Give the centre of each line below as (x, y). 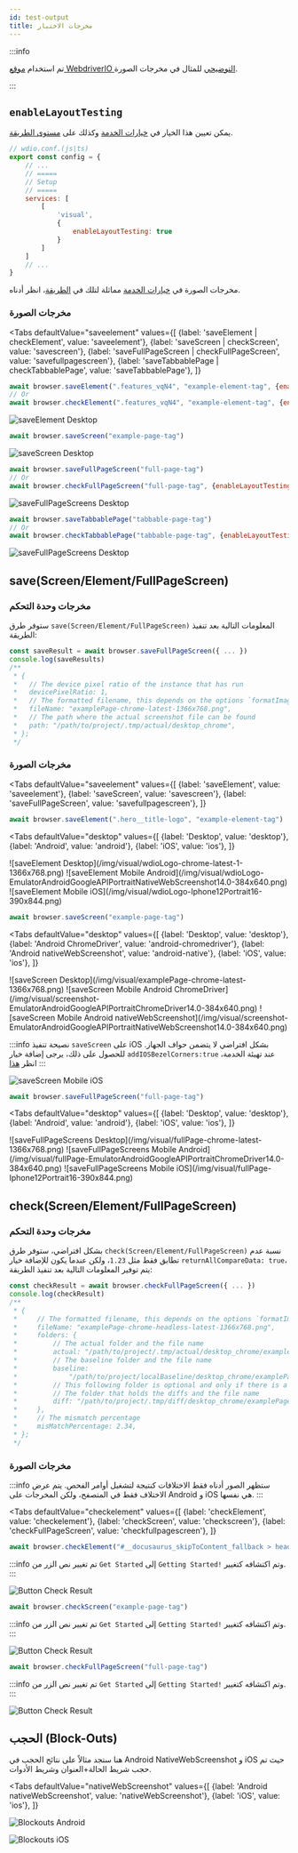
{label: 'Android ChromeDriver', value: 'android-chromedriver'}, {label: (137, 943)
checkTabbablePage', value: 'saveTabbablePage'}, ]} (105, 370)
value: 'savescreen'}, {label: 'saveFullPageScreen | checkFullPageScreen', (145, 351)
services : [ (47, 198)
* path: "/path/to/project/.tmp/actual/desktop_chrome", (125, 726)
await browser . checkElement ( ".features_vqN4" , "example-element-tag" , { (146, 403)
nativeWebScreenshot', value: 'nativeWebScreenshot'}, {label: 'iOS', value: (145, 1796)
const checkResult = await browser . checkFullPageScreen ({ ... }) (132, 1286)
